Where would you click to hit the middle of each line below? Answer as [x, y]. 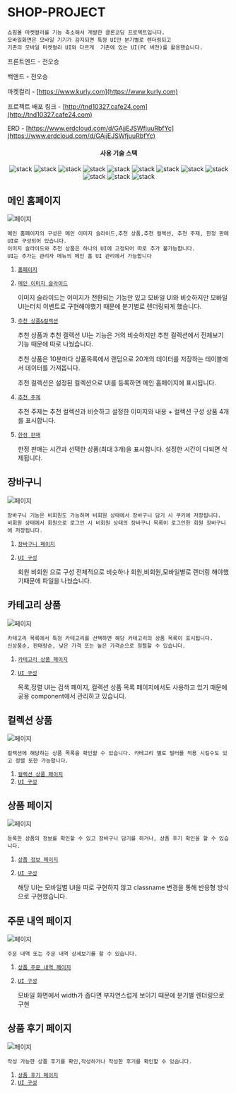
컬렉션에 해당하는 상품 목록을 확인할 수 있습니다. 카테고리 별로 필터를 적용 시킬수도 [113, 754]
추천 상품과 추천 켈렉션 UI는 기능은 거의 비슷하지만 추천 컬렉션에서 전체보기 [120, 335]
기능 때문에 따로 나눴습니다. [55, 344]
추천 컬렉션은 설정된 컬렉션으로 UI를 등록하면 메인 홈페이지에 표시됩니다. [117, 382]
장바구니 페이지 [36, 544]
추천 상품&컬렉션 [38, 321]
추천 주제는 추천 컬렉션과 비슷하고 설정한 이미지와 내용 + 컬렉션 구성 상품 [117, 411]
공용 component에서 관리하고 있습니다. [72, 696]
